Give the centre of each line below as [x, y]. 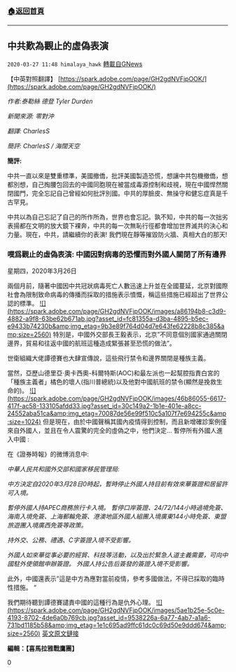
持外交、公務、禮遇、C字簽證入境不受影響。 [71, 540]
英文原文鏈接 [60, 633]
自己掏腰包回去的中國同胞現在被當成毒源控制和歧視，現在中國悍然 [126, 184]
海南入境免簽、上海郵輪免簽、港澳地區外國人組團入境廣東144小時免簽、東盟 [117, 516]
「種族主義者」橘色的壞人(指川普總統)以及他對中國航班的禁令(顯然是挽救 [112, 382]
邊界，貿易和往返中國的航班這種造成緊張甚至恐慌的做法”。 [92, 343]
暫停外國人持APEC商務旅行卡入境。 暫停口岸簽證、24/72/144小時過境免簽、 [117, 508]
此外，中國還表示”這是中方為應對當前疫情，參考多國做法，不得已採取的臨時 [116, 579]
